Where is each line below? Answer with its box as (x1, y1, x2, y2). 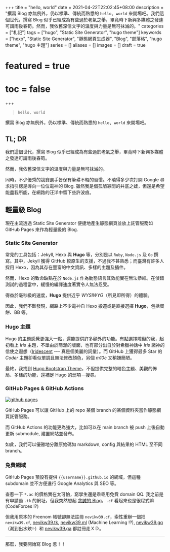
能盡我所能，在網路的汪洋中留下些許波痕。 (5, 189, 94, 195)
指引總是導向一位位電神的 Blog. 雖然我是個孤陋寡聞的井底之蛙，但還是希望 (9, 183, 165, 189)
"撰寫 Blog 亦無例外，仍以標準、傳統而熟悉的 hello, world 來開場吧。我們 (5, 10, 160, 16)
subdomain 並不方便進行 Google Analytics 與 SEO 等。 (5, 480, 119, 486)
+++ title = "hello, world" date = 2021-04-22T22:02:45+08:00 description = (5, 5, 164, 10)
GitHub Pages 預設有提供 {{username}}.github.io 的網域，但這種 (5, 474, 141, 480)
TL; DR (5, 135, 27, 143)
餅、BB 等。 (5, 309, 30, 315)
